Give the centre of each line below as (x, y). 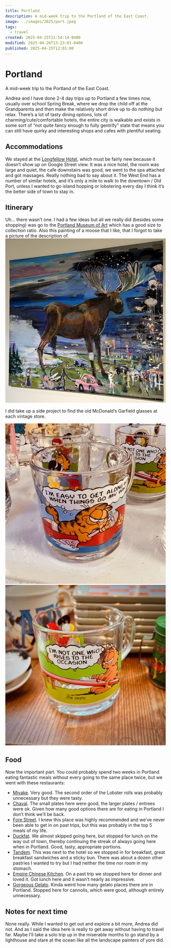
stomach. (22, 869)
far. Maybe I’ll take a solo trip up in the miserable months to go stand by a (82, 935)
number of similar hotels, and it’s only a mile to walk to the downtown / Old (83, 180)
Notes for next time (36, 912)
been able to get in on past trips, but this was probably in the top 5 (82, 825)
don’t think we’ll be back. (39, 815)
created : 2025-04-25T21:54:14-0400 (43, 38)
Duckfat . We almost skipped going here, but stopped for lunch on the (85, 836)
